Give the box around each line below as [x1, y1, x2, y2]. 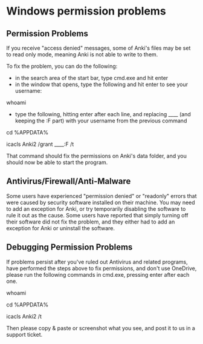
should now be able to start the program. [6, 159, 108, 166]
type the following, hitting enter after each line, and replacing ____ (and [14, 111, 192, 117]
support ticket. [6, 331, 43, 338]
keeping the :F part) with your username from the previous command [14, 117, 187, 124]
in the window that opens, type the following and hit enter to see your [14, 81, 188, 88]
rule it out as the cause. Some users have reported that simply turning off [6, 211, 188, 219]
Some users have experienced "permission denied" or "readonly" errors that [6, 192, 198, 199]
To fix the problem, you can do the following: [6, 62, 118, 70]
